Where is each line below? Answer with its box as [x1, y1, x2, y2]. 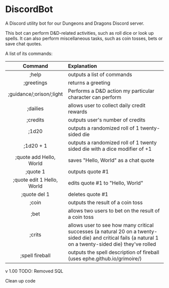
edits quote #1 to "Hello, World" [67, 179, 143, 186]
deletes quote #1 [67, 191, 109, 198]
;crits [29, 231, 42, 238]
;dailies [27, 105, 44, 112]
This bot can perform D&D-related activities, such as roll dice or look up [5, 30, 154, 36]
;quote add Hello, [15, 153, 56, 160]
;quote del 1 [21, 191, 50, 198]
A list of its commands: [5, 50, 53, 56]
